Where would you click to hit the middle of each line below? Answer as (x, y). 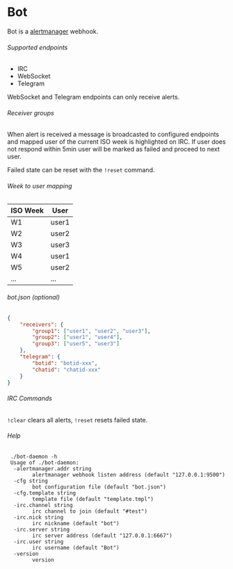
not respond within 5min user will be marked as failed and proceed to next (114, 149)
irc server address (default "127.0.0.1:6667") (102, 536)
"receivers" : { (42, 324)
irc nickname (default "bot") (76, 523)
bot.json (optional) (34, 297)
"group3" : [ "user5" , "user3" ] (76, 344)
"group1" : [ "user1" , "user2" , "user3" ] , (91, 331)
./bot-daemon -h (34, 456)
